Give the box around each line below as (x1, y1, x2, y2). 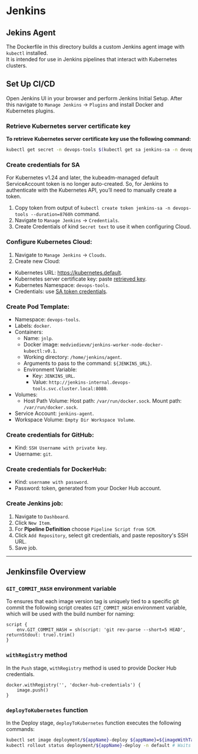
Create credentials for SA (6, 160, 80, 169)
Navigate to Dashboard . (14, 513, 70, 520)
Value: (32, 378, 48, 386)
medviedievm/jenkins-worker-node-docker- (60, 342, 164, 348)
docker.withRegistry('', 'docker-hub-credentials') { (6, 682, 141, 688)
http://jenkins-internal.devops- (49, 379, 131, 386)
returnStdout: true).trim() (6, 632, 75, 638)
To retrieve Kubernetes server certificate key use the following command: (6, 136, 192, 143)
